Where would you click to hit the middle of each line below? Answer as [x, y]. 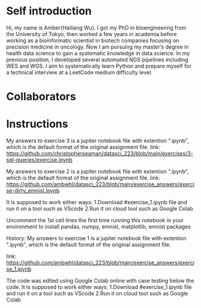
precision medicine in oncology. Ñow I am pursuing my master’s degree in [97, 47]
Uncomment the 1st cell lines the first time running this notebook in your [95, 220]
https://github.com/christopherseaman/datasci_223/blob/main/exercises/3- [100, 154]
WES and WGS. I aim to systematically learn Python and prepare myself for [99, 66]
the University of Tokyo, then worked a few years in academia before [91, 34]
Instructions [37, 124]
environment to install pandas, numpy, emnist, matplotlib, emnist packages [98, 227]
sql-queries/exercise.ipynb [39, 160]
